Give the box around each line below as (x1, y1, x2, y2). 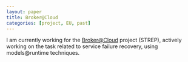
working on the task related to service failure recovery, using (6, 43, 158, 50)
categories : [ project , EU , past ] (6, 20, 91, 26)
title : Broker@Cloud (6, 14, 59, 20)
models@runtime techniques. (6, 49, 80, 57)
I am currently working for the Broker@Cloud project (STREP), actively (6, 37, 182, 44)
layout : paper (6, 8, 42, 15)
